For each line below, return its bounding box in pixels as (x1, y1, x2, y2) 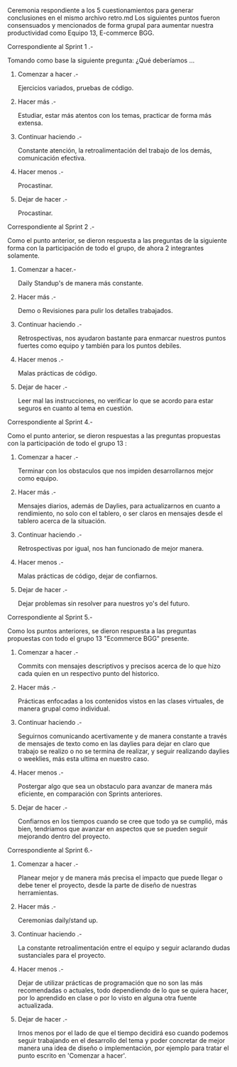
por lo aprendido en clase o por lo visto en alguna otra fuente (17, 994, 197, 1002)
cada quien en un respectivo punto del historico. (17, 669, 160, 677)
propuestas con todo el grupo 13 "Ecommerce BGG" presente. (7, 635, 189, 642)
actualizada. (17, 1001, 54, 1009)
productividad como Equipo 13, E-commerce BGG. (7, 28, 155, 37)
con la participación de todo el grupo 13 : (7, 439, 128, 447)
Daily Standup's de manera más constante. (17, 279, 144, 287)
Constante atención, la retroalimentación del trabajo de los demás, (17, 146, 212, 155)
